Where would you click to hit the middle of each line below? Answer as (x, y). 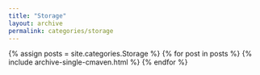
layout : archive (36, 23)
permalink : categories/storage (61, 31)
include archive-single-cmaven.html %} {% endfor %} (98, 62)
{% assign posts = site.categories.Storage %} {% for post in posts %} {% (130, 54)
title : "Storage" (38, 16)
